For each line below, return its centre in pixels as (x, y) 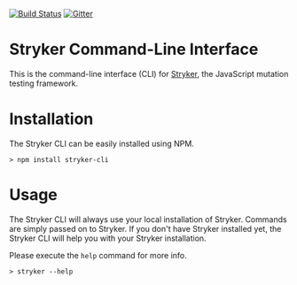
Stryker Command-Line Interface (134, 50)
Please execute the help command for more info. (98, 255)
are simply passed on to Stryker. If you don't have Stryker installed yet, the (145, 228)
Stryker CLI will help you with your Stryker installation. (108, 238)
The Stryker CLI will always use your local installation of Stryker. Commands (148, 219)
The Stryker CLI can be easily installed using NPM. (102, 143)
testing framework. (44, 83)
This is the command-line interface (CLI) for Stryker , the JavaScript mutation (149, 73)
